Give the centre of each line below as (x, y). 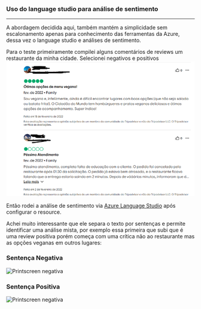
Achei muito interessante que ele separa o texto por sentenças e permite (96, 223)
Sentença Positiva (33, 286)
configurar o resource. (34, 212)
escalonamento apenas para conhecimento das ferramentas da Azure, (93, 34)
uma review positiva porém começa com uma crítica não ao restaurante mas (100, 236)
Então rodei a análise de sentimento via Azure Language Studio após (91, 205)
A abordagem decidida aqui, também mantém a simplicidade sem (87, 28)
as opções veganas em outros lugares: (54, 243)
